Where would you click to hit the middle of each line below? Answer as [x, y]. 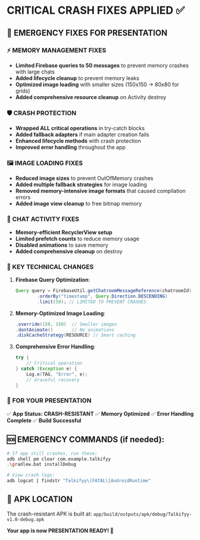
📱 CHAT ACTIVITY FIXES [43, 219]
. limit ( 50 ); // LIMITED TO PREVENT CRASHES [92, 302]
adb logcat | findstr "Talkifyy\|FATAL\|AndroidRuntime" [79, 481]
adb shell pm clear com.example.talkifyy [59, 459]
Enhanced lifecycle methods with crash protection [78, 141]
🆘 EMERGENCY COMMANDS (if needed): [86, 440]
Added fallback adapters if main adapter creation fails [82, 134]
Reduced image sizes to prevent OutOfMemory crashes [84, 178]
